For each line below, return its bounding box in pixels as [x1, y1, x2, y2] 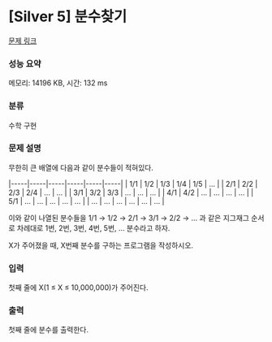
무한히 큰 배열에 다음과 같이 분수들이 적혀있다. [8, 162, 154, 172]
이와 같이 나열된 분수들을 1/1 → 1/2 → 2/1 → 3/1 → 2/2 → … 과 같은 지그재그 [8, 213, 250, 223]
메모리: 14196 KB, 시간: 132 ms [8, 78, 108, 88]
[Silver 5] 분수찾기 [8, 7, 127, 26]
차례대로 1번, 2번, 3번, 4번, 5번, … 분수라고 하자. [16, 223, 171, 232]
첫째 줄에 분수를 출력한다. [8, 325, 89, 335]
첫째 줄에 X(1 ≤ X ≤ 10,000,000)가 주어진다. [8, 283, 149, 292]
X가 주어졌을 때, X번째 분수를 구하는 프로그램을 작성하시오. [8, 240, 193, 250]
